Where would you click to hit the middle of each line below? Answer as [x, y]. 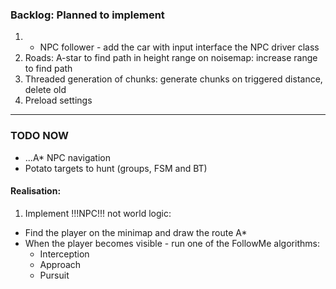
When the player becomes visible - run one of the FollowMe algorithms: [172, 243]
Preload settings [58, 100]
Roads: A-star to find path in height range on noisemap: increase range [171, 58]
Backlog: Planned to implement [87, 15]
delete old [45, 90]
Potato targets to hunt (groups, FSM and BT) [116, 168]
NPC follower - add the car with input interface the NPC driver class [179, 47]
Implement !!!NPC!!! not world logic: [98, 213]
